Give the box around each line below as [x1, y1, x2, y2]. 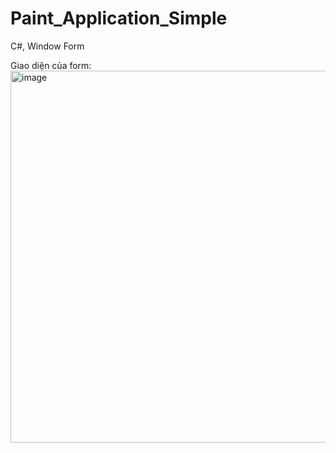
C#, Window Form [10, 40, 85, 52]
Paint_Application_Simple [10, 7, 228, 30]
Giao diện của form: [10, 59, 92, 71]
